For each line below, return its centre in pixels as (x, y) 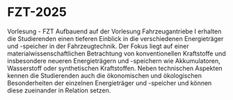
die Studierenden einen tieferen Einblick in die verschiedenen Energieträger (115, 38)
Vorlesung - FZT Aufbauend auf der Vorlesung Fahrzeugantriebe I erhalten (114, 31)
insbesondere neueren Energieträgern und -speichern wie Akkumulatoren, (114, 60)
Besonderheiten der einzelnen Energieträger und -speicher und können (110, 83)
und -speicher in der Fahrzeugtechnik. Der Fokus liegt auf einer (98, 46)
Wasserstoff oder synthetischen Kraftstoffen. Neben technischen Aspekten (115, 68)
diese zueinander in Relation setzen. (59, 90)
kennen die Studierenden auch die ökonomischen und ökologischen (104, 75)
